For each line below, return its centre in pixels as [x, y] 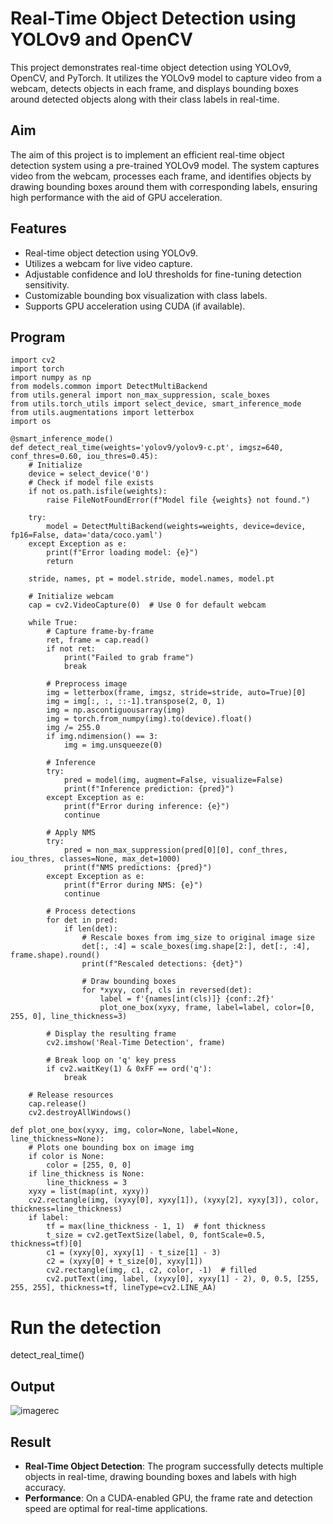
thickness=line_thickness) [66, 1209]
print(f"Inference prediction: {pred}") [149, 789]
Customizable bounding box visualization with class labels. [146, 295]
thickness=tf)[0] [46, 1244]
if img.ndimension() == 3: [102, 737]
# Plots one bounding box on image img [111, 1148]
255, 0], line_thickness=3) [69, 1017]
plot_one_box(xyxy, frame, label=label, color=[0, [207, 1008]
